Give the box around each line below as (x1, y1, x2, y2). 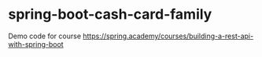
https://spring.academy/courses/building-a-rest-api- (82, 31, 254, 41)
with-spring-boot (8, 39, 65, 48)
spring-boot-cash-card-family (8, 5, 212, 23)
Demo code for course (8, 31, 81, 41)
